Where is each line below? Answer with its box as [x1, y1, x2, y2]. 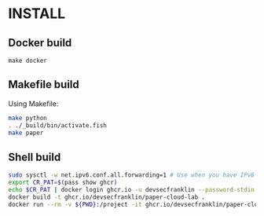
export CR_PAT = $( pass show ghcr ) [8, 178, 118, 187]
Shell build [8, 150, 61, 163]
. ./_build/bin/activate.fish [8, 121, 108, 130]
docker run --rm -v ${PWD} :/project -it [8, 200, 143, 208]
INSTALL [8, 5, 66, 23]
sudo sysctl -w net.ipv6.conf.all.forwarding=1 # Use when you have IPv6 [8, 171, 255, 179]
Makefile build [8, 78, 80, 91]
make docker [8, 57, 47, 64]
